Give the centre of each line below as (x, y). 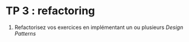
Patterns (25, 33)
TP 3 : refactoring (50, 11)
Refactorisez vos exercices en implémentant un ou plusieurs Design (99, 27)
